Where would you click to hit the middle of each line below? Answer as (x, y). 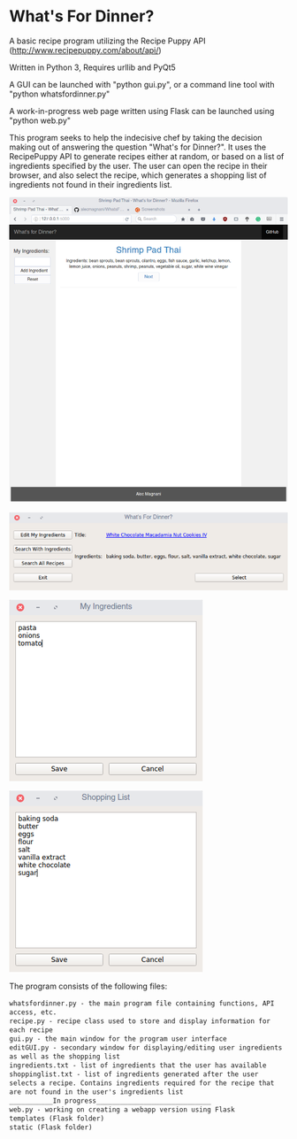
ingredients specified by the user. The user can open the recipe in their (138, 165)
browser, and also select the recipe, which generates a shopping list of (138, 175)
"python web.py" (40, 120)
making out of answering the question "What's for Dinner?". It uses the (138, 147)
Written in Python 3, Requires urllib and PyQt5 (93, 67)
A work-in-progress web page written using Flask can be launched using (142, 111)
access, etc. (33, 1012)
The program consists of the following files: (88, 986)
